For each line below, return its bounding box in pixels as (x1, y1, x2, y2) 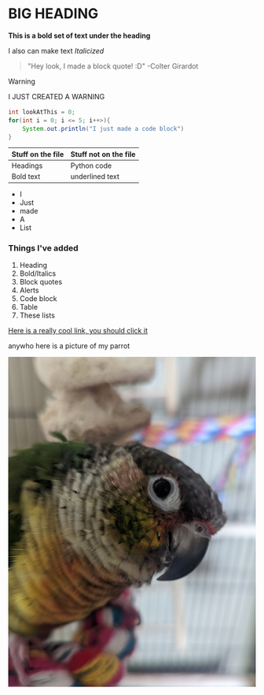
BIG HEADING (8, 5, 99, 23)
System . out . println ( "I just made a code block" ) (22, 125, 185, 132)
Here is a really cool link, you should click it (8, 326, 148, 336)
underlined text (70, 172, 120, 181)
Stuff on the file (11, 149, 64, 158)
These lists (19, 310, 55, 320)
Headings (11, 161, 43, 170)
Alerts (19, 285, 39, 295)
